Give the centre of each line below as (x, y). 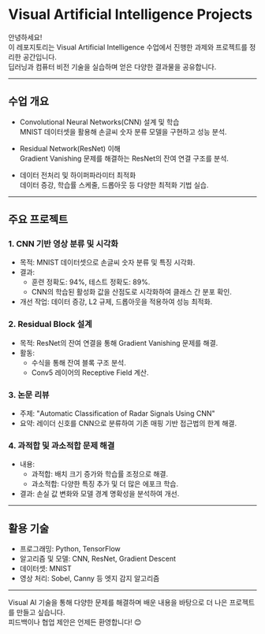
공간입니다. (40, 57)
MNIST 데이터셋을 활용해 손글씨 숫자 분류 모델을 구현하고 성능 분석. (123, 132)
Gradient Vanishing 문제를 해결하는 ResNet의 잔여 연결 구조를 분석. (124, 158)
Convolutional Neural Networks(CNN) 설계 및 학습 (99, 122)
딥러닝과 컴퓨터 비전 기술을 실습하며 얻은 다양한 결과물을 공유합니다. (112, 67)
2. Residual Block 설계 (50, 324)
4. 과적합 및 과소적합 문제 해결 (62, 445)
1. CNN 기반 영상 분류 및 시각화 (63, 244)
